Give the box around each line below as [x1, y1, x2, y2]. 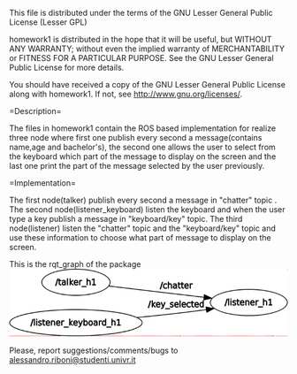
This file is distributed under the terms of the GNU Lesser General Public [9, 8, 273, 18]
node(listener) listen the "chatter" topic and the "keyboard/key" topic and [9, 223, 277, 233]
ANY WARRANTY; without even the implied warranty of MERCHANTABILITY [9, 43, 286, 54]
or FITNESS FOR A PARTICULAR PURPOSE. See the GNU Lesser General [9, 53, 274, 63]
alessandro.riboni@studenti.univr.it [9, 354, 136, 365]
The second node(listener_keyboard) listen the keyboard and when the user [9, 204, 286, 215]
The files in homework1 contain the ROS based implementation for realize [9, 123, 277, 134]
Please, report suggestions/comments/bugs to [9, 345, 179, 355]
